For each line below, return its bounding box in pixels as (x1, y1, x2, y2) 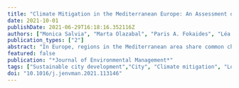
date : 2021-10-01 (7, 17, 59, 24)
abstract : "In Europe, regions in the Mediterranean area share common (7, 43, 224, 50)
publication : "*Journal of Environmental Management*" (7, 57, 174, 64)
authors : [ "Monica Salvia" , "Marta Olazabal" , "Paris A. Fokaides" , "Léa (7, 30, 231, 38)
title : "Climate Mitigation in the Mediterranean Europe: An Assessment (7, 10, 228, 18)
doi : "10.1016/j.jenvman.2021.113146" (7, 70, 122, 77)
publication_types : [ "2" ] (7, 37, 84, 44)
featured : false (7, 50, 55, 57)
